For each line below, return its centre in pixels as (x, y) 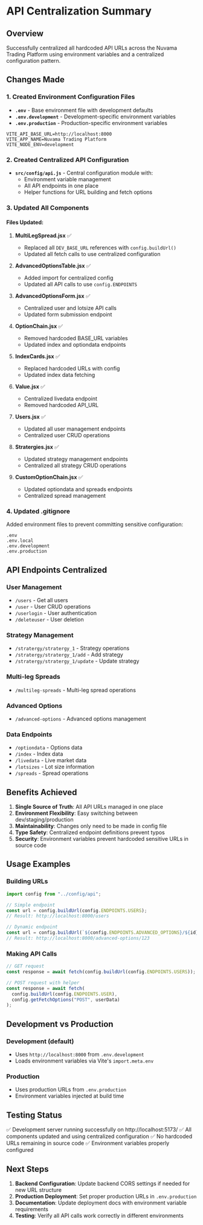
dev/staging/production (44, 820)
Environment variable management (67, 179)
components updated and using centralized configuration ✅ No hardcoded (99, 1136)
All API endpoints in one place (61, 185)
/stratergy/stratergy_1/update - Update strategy (77, 661)
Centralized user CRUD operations (67, 436)
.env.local (20, 541)
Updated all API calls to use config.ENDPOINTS (81, 285)
